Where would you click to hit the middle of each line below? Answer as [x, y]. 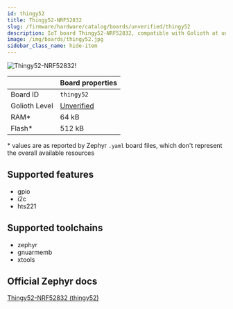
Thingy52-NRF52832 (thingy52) [53, 298]
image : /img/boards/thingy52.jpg [55, 40]
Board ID [25, 94]
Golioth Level [32, 106]
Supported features [51, 175]
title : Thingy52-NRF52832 [44, 20]
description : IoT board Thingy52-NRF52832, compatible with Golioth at [113, 33]
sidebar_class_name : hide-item [52, 46]
